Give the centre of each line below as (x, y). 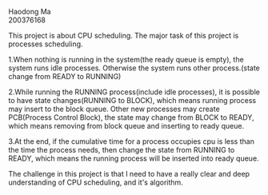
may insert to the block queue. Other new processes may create (114, 109)
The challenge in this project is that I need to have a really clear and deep (129, 174)
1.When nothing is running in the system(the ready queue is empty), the (126, 60)
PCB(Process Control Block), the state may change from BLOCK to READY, (131, 117)
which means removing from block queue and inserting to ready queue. (126, 126)
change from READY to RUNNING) (65, 76)
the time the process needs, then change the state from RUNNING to (122, 150)
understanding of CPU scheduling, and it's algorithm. (96, 182)
